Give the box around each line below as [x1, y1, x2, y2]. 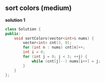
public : [5, 31, 21, 36]
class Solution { [5, 27, 41, 32]
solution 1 [5, 17, 26, 23]
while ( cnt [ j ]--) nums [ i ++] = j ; [31, 59, 101, 64]
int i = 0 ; [23, 49, 46, 55]
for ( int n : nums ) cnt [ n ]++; [23, 45, 85, 50]
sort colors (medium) [5, 4, 72, 12]
